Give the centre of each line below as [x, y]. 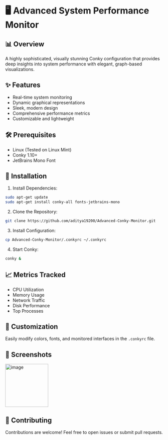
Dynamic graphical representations [49, 103]
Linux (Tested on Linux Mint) [42, 149]
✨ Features [23, 85]
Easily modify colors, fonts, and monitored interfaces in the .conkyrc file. [80, 339]
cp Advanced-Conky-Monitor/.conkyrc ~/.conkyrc [56, 240]
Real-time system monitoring [42, 97]
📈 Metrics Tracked [36, 275]
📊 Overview [25, 44]
